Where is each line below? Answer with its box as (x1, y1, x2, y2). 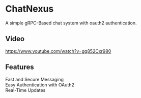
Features (5, 63, 34, 72)
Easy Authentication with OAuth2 (5, 82, 75, 88)
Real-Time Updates (5, 87, 46, 93)
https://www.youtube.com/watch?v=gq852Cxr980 (5, 48, 111, 54)
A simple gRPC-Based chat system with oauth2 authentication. (5, 20, 137, 26)
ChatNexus (5, 3, 54, 15)
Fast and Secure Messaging (5, 76, 64, 82)
